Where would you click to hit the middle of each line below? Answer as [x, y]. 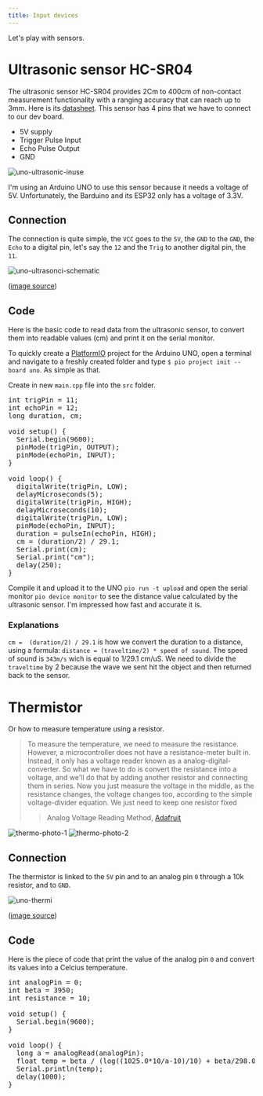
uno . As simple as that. [65, 370]
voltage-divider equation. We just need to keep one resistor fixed [132, 803]
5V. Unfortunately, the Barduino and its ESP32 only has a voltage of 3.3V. [126, 195]
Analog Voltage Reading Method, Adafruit [114, 818]
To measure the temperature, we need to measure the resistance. [133, 744]
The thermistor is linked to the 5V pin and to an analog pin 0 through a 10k [126, 877]
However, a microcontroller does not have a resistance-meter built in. [139, 753]
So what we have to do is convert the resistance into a [150, 769]
